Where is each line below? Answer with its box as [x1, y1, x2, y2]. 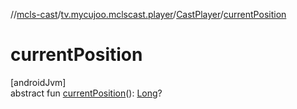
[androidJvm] [10, 76, 67, 88]
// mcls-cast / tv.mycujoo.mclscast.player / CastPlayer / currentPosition [10, 9, 287, 20]
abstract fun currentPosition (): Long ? [10, 87, 163, 99]
